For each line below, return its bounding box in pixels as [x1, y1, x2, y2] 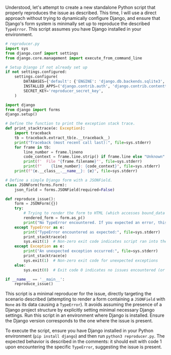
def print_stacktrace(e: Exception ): [5, 126, 85, 131]
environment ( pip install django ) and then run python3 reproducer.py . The [5, 333, 165, 339]
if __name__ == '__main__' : [5, 276, 65, 282]
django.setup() [5, 112, 38, 117]
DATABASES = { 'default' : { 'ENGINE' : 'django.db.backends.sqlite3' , [23, 79, 165, 84]
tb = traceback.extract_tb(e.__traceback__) [14, 135, 110, 140]
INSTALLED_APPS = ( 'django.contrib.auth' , [23, 84, 110, 89]
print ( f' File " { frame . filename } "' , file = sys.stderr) [23, 159, 142, 164]
